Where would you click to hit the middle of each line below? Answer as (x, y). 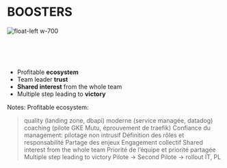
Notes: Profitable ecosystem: (48, 107)
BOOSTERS (40, 12)
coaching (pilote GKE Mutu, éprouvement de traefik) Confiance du (117, 128)
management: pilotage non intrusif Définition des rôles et (104, 135)
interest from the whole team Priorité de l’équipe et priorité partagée (120, 149)
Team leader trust (42, 79)
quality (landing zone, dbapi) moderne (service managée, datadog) (118, 120)
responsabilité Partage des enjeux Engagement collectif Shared (113, 142)
